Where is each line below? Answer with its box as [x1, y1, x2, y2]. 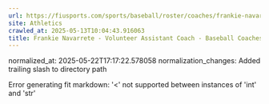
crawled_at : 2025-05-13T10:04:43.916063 [8, 26, 146, 34]
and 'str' [8, 89, 36, 98]
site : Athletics [8, 19, 62, 27]
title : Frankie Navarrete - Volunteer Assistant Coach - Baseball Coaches [8, 34, 263, 42]
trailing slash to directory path [8, 65, 107, 74]
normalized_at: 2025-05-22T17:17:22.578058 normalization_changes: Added [8, 56, 261, 66]
